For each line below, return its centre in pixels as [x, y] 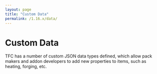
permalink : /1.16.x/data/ [31, 18]
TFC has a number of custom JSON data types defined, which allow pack [78, 56]
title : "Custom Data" [27, 14]
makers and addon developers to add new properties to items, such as [76, 61]
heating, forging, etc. [26, 67]
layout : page [18, 9]
